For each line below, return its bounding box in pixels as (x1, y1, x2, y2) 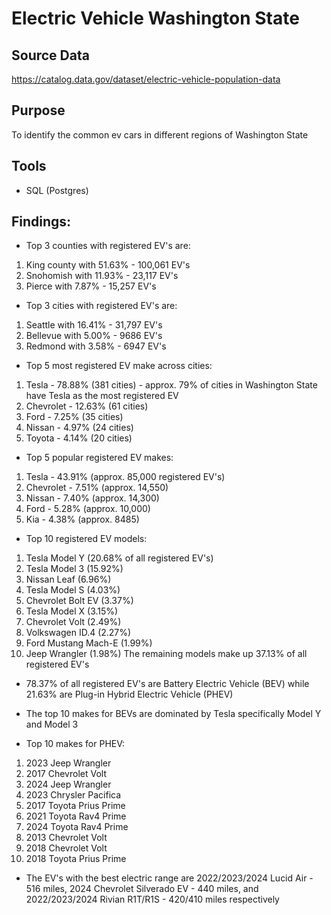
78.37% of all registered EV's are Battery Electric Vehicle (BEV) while (25, 678, 310, 690)
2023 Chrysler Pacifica (25, 789, 122, 801)
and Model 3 (25, 718, 79, 731)
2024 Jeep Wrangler (25, 778, 112, 791)
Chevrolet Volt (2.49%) (25, 616, 122, 628)
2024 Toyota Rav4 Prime (25, 821, 129, 833)
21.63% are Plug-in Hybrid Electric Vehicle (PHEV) (25, 688, 234, 701)
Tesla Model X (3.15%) (25, 605, 119, 617)
